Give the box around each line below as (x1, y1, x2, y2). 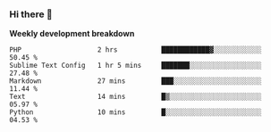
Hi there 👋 (9, 8, 54, 21)
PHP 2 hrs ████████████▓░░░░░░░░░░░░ (9, 45, 262, 54)
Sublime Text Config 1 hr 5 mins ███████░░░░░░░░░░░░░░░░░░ (9, 62, 262, 70)
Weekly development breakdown (9, 29, 135, 39)
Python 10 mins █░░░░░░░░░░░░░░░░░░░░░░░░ (9, 108, 262, 117)
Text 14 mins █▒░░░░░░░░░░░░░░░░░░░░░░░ (9, 93, 262, 102)
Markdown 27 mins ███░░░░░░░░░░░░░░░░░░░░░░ (9, 77, 262, 86)
